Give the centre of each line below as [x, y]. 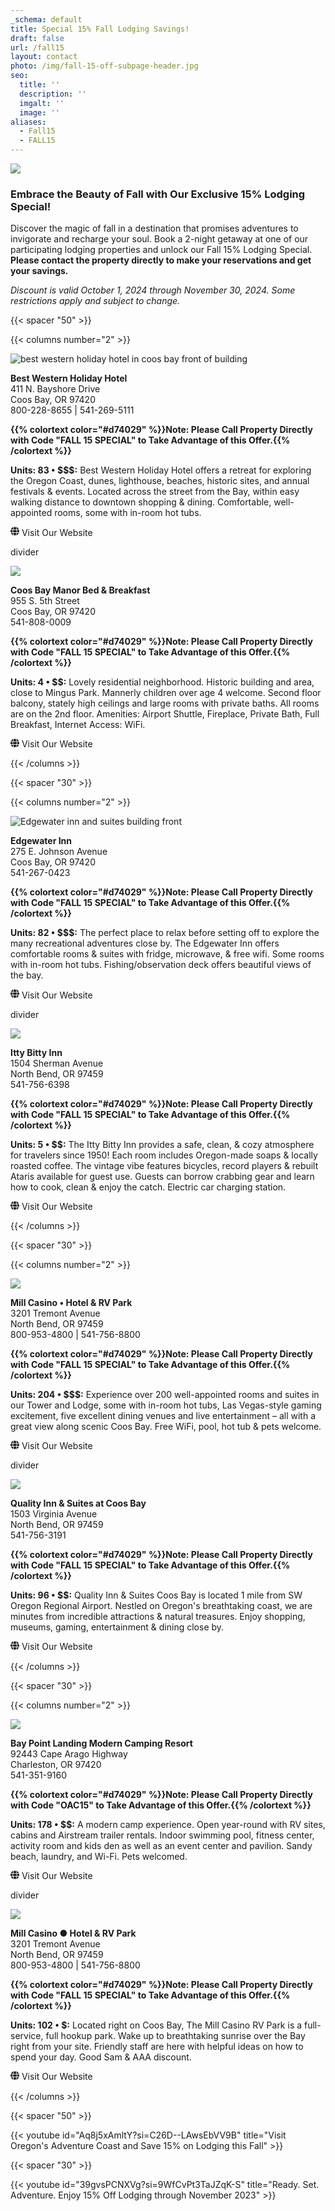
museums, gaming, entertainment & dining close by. [117, 1627]
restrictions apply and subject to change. [95, 301]
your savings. [39, 271]
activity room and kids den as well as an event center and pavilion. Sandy [161, 1845]
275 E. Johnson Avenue [59, 852]
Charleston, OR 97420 [56, 1764]
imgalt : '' [42, 103]
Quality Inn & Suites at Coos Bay [78, 1503]
